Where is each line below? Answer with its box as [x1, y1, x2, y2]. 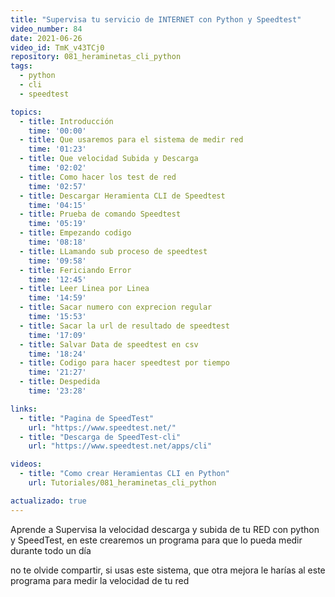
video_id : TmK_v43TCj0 [10, 42, 105, 53]
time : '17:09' [28, 330, 87, 340]
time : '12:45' [28, 274, 87, 285]
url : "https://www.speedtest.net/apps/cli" [28, 441, 213, 451]
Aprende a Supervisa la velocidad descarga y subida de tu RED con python [10, 523, 320, 535]
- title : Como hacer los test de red [19, 172, 177, 182]
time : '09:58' [28, 256, 87, 266]
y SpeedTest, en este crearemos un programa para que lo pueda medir [10, 534, 303, 546]
